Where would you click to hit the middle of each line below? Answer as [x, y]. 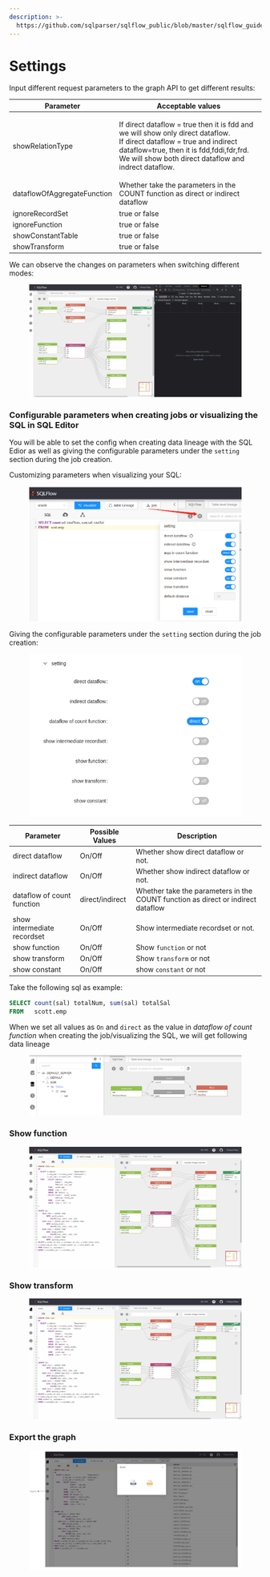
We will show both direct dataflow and [182, 159]
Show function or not [171, 947]
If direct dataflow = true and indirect [178, 142]
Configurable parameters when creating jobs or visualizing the [134, 415]
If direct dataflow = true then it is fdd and [186, 125]
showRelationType [42, 146]
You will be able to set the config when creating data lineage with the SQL [131, 443]
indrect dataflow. [147, 167]
